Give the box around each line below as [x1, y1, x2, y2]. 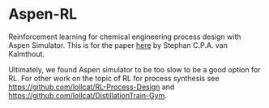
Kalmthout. [8, 49, 45, 58]
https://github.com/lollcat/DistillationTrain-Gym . [8, 90, 168, 100]
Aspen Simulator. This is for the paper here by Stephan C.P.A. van [8, 40, 228, 50]
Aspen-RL [8, 5, 78, 24]
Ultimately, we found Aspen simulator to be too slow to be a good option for [8, 64, 261, 74]
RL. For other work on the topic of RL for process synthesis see [8, 73, 220, 83]
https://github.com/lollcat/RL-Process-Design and [8, 82, 175, 92]
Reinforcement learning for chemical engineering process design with [8, 32, 241, 41]
